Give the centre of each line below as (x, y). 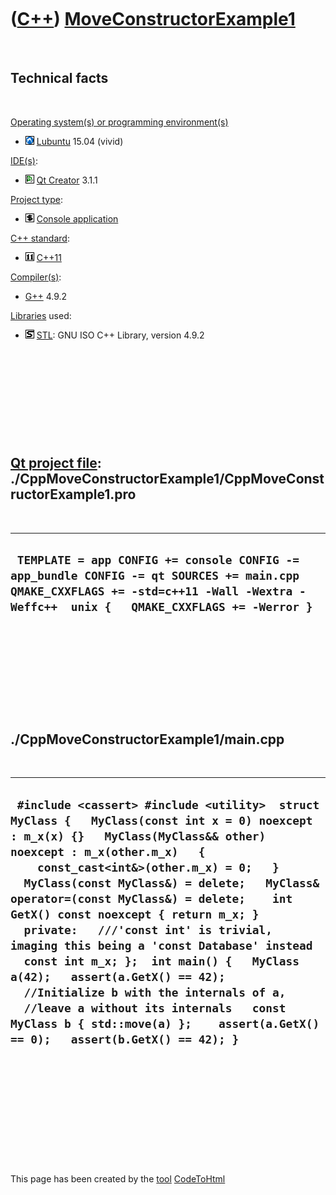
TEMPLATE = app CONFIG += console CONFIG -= (158, 559)
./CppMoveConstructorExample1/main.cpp (147, 739)
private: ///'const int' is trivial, (148, 929)
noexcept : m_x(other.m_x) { (108, 851)
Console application (77, 218)
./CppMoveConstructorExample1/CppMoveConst (167, 479)
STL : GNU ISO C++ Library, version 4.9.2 (120, 335)
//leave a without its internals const (155, 1008)
